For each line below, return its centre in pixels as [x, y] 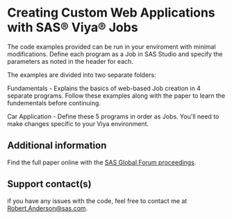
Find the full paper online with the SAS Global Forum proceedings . [102, 162]
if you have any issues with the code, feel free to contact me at [97, 201]
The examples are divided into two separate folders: [82, 75]
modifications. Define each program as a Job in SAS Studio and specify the [115, 54]
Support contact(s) [49, 184]
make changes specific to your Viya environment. [78, 123]
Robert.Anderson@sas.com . [48, 208]
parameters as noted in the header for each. [71, 61]
